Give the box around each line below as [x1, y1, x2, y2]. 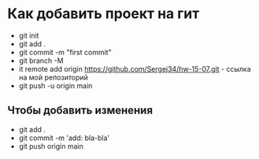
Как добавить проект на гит [7, 5, 200, 23]
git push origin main [18, 141, 83, 150]
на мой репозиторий [18, 72, 88, 82]
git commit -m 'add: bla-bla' [18, 133, 110, 142]
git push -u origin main [18, 80, 93, 91]
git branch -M [18, 56, 64, 65]
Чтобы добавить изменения [7, 104, 154, 117]
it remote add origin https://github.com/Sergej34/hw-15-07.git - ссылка [18, 64, 251, 73]
